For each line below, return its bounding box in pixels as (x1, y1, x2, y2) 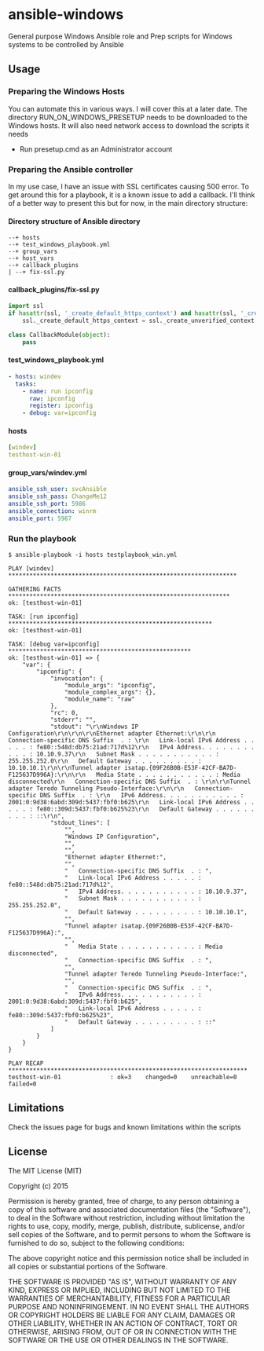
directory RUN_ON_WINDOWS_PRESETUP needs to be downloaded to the (8, 112, 247, 122)
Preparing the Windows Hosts (8, 86, 126, 97)
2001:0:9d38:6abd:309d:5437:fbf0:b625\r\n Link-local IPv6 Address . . (8, 798, 255, 806)
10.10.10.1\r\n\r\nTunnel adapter (8, 763, 122, 771)
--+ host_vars (8, 254, 55, 262)
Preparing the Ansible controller (8, 163, 134, 174)
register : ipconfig (28, 402, 93, 410)
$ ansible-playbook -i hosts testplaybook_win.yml (8, 551, 178, 558)
